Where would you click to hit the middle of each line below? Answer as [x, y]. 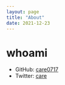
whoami [27, 53]
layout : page [23, 12]
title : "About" [26, 17]
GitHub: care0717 [37, 69]
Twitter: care [31, 76]
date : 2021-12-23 [28, 23]
